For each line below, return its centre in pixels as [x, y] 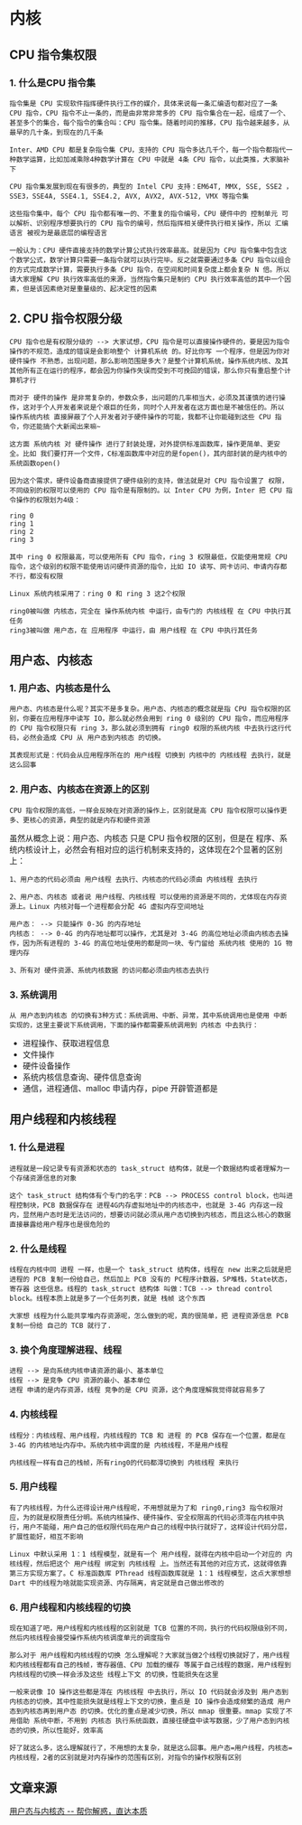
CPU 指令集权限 [53, 55]
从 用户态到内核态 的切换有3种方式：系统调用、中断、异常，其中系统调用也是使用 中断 [148, 1015]
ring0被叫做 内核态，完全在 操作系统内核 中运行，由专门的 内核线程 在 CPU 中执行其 [150, 611]
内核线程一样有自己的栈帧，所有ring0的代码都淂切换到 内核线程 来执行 [124, 1463]
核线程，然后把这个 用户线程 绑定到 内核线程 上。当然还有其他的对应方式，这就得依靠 [148, 1564]
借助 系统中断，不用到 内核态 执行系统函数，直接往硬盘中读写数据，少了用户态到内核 [153, 1721]
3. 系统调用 [33, 995]
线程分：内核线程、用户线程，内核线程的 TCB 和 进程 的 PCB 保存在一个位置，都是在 [148, 1436]
